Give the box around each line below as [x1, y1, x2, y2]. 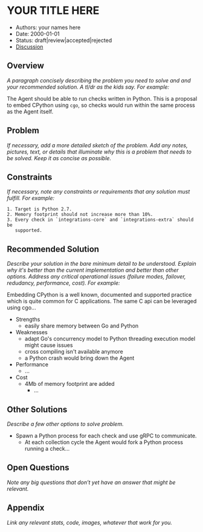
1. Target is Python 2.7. [7, 206, 72, 212]
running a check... [24, 445, 70, 452]
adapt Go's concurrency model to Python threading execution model [24, 335, 196, 343]
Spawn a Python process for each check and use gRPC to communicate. [15, 432, 197, 439]
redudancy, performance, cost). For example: [7, 280, 120, 287]
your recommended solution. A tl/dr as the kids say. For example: [7, 83, 170, 90]
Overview [7, 61, 45, 71]
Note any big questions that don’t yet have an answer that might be [7, 479, 176, 486]
